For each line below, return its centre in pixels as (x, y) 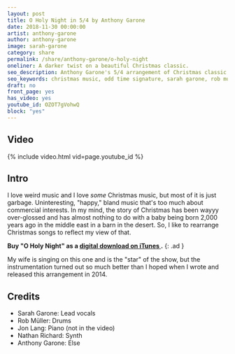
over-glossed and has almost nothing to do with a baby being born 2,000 (113, 218)
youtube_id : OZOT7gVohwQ (43, 105)
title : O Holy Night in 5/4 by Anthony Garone (76, 20)
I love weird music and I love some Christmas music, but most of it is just (112, 195)
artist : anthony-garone (42, 33)
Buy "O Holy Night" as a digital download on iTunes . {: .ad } (96, 246)
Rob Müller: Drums (44, 321)
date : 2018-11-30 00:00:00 (47, 27)
